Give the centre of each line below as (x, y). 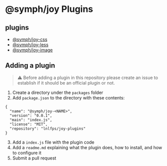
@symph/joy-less (30, 45)
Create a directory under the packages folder (58, 92)
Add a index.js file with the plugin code (53, 142)
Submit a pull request (34, 158)
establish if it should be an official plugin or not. (66, 83)
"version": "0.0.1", (31, 115)
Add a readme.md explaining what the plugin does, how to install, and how (87, 147)
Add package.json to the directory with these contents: (68, 97)
